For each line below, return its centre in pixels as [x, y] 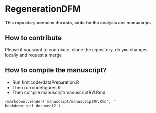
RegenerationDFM [43, 9]
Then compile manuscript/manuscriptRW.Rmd [59, 92]
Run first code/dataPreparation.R [46, 82]
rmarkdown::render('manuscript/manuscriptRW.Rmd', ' [60, 101]
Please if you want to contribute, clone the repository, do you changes [76, 49]
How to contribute [33, 38]
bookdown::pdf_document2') [33, 106]
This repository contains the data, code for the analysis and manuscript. [78, 23]
